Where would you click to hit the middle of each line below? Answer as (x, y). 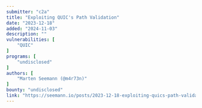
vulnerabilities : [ (31, 40)
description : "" (26, 34)
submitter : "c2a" (28, 12)
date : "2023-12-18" (31, 23)
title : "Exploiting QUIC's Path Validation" (63, 17)
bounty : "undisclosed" (35, 90)
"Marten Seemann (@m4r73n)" (52, 79)
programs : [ (21, 56)
